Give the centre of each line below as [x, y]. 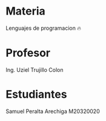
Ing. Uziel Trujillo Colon [35, 70]
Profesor [28, 53]
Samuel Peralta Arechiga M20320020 [53, 111]
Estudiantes [36, 95]
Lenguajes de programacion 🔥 [43, 28]
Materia [26, 11]
